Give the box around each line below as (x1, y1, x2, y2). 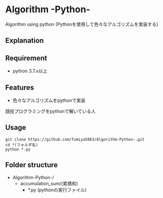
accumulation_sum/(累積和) (20, 180, 78, 186)
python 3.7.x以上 (12, 68, 47, 74)
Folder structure (5, 161, 58, 169)
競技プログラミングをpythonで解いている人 (5, 108, 96, 114)
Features (5, 83, 34, 92)
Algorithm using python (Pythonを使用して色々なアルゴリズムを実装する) (5, 21, 158, 27)
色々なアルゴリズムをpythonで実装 (12, 97, 86, 103)
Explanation (5, 36, 44, 45)
